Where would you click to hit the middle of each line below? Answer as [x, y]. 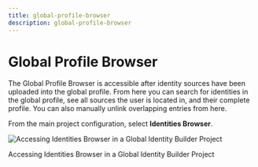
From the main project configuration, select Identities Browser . [111, 124]
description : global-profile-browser [70, 23]
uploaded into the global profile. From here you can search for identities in [128, 92]
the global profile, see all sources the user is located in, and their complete [129, 100]
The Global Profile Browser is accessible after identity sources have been [127, 83]
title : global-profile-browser [59, 15]
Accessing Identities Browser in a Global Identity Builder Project [111, 154]
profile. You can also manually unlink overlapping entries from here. [118, 109]
